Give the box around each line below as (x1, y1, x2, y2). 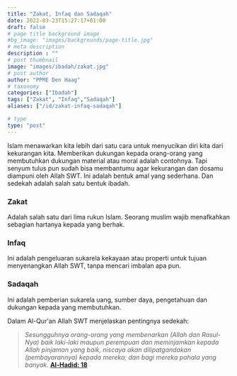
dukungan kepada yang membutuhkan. (7, 302, 122, 312)
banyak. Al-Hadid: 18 (24, 360, 88, 369)
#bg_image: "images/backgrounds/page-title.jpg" (7, 37, 154, 44)
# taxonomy (7, 83, 40, 90)
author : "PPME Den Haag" (7, 76, 81, 84)
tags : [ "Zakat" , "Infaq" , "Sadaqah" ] (7, 96, 115, 103)
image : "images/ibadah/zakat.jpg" (7, 63, 110, 70)
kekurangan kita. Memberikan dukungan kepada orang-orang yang (7, 149, 203, 157)
